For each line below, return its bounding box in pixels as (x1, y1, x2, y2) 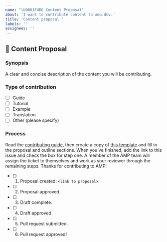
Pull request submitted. (20, 220, 68, 226)
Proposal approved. (20, 188, 61, 194)
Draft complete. (20, 199, 53, 205)
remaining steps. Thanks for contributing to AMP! (5, 163, 107, 169)
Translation (12, 112, 36, 118)
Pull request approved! (20, 231, 67, 237)
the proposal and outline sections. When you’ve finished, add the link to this (5, 147, 162, 153)
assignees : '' (5, 26, 35, 31)
